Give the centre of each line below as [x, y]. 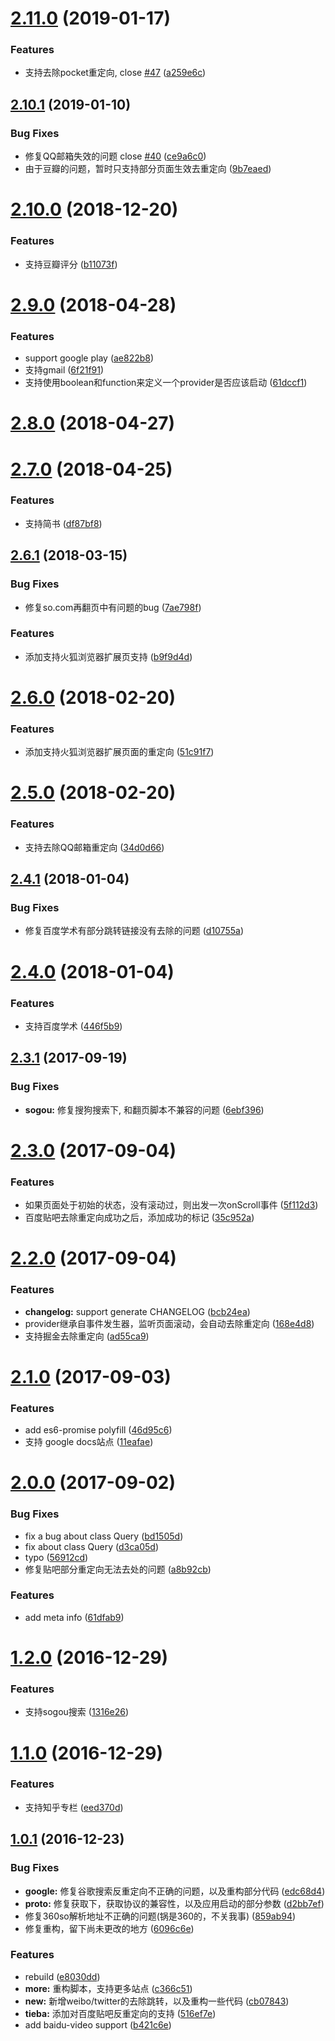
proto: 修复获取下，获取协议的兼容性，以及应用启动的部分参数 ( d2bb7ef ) [174, 1903]
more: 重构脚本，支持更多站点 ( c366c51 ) [108, 1988]
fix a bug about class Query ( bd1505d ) [104, 1536]
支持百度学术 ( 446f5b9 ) [73, 1026]
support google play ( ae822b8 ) [89, 358]
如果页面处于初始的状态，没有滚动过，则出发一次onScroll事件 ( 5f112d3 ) [171, 1205]
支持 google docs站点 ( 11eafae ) [89, 1442]
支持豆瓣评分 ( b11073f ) [71, 264]
